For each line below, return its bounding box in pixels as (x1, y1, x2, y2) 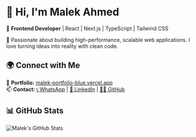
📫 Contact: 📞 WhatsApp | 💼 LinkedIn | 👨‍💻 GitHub (6, 86, 125, 93)
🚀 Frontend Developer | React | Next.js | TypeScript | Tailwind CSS (6, 25, 169, 32)
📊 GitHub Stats (6, 106, 64, 116)
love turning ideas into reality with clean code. (6, 43, 119, 50)
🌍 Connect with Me (6, 60, 80, 70)
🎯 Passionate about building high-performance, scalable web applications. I (6, 36, 190, 43)
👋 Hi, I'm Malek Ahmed (6, 5, 119, 19)
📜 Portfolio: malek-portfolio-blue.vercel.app (6, 79, 113, 86)
